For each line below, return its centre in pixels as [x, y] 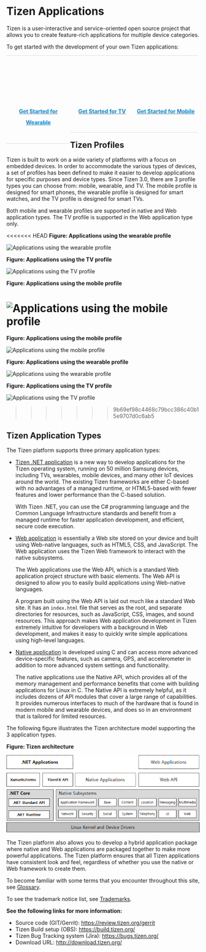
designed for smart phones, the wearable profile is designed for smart [95, 192]
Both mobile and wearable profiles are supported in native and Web [91, 211]
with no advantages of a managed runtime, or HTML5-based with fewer [106, 488]
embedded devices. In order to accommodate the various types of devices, [101, 166]
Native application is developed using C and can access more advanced [106, 652]
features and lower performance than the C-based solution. [90, 495]
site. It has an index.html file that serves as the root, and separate [98, 608]
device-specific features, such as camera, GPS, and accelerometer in [103, 659]
